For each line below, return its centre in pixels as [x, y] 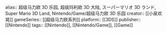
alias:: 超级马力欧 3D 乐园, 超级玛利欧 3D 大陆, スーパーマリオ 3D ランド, [81, 7]
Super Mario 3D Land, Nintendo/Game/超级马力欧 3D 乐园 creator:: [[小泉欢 [84, 13]
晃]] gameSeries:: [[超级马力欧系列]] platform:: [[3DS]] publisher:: [73, 19]
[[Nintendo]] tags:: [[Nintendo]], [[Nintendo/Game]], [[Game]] [69, 25]
